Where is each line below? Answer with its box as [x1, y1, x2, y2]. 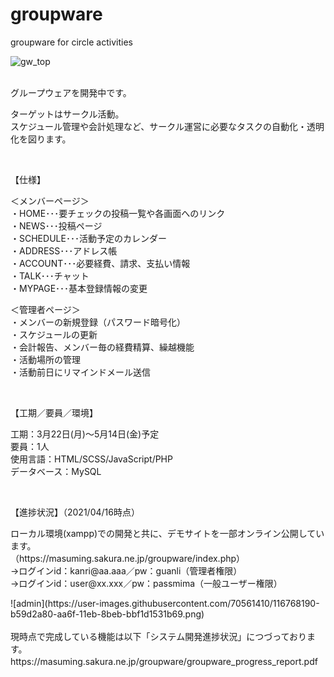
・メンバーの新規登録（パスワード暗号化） [10, 316, 186, 328]
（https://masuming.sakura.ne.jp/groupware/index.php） [10, 552, 246, 564]
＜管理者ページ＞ [10, 303, 81, 315]
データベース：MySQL [10, 465, 102, 477]
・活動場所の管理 [10, 353, 81, 365]
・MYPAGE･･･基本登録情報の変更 [10, 282, 148, 294]
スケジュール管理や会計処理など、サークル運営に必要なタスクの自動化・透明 [10, 120, 325, 132]
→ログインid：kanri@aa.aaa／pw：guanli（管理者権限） [10, 564, 243, 577]
